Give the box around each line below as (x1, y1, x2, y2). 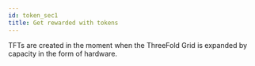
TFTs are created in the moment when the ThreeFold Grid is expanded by (8, 40, 248, 49)
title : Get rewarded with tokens (8, 19, 119, 27)
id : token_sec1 (8, 11, 59, 20)
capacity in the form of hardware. (8, 49, 117, 58)
